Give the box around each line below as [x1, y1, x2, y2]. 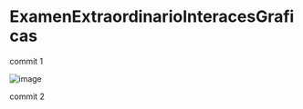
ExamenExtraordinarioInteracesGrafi [9, 6, 295, 27]
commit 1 [9, 55, 44, 66]
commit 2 [9, 91, 46, 102]
